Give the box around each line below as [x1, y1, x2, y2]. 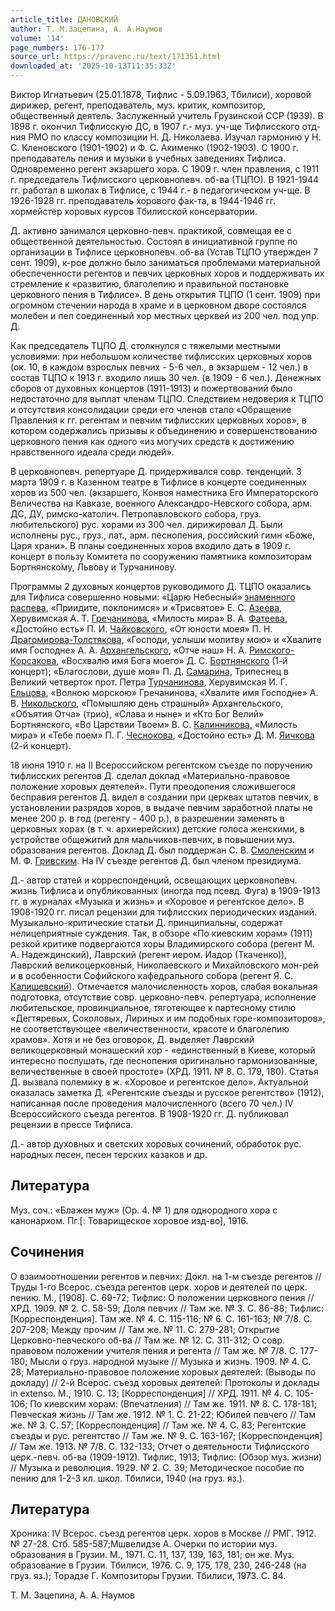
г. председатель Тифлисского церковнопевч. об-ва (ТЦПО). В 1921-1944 [10, 174, 320, 185]
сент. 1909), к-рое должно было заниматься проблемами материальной [10, 257, 321, 268]
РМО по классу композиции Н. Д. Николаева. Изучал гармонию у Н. [28, 131, 322, 143]
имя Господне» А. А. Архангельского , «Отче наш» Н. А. [10, 644, 247, 656]
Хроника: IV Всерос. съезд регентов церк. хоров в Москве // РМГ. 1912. [10, 1527, 317, 1540]
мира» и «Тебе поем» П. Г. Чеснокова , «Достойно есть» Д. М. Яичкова [10, 729, 315, 741]
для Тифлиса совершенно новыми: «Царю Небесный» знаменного [10, 591, 296, 603]
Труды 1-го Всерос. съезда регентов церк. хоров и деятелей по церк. [10, 1281, 308, 1293]
